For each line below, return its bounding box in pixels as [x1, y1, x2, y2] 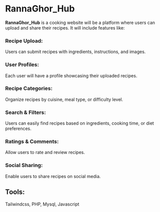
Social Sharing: [5, 162, 43, 169]
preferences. [5, 125, 31, 131]
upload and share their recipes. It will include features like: [5, 24, 125, 30]
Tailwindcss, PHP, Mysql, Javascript [5, 201, 80, 207]
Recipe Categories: [5, 85, 53, 92]
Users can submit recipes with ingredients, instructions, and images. [5, 48, 146, 55]
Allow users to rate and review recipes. [5, 149, 85, 155]
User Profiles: [5, 61, 39, 68]
